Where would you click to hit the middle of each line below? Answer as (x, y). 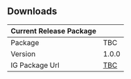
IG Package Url (35, 65)
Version (23, 53)
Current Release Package (54, 30)
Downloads (32, 11)
